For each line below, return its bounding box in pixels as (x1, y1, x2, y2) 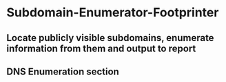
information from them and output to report (6, 42, 196, 54)
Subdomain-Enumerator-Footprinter (6, 5, 219, 20)
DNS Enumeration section (6, 66, 120, 77)
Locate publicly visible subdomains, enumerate (6, 32, 214, 44)
